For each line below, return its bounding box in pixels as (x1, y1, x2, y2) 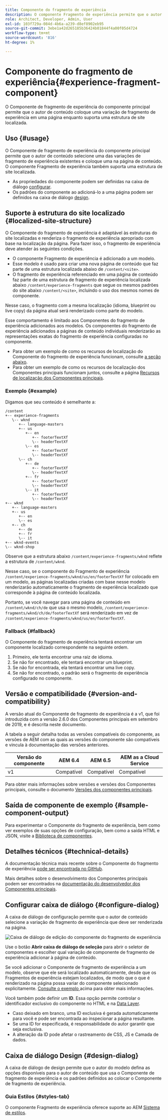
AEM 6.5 (90, 757, 111, 764)
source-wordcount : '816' (5, 36, 57, 41)
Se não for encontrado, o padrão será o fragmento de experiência (12, 670, 148, 676)
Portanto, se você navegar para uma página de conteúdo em (5, 599, 130, 605)
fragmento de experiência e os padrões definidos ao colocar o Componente (5, 1075, 161, 1081)
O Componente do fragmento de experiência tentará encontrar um (5, 639, 142, 645)
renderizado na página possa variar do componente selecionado (5, 980, 138, 986)
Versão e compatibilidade (5, 690, 86, 698)
